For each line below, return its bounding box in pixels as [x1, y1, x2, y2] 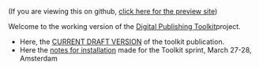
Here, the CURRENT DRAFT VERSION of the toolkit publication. [19, 37, 225, 46]
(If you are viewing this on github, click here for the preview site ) [8, 7, 218, 16]
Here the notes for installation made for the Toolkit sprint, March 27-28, [19, 45, 252, 54]
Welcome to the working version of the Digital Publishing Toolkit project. [8, 22, 241, 31]
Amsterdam [19, 54, 58, 63]
